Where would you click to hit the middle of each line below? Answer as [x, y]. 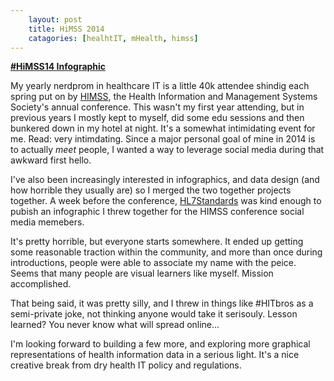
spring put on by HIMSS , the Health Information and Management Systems [164, 97]
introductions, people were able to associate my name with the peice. [153, 263]
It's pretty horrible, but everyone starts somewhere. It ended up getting [157, 242]
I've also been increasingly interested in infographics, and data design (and [165, 180]
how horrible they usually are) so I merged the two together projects [151, 190]
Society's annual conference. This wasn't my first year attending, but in [157, 107]
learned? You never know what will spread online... [115, 325]
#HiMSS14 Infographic [58, 67]
